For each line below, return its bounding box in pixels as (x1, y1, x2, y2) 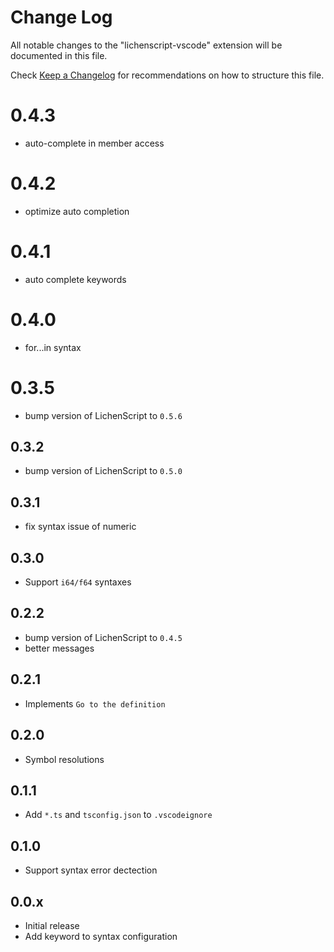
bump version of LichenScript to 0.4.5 (24, 631, 183, 643)
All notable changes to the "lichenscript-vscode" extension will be (10, 39, 283, 51)
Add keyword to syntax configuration (24, 930, 178, 942)
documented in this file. (10, 49, 108, 61)
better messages (24, 642, 95, 654)
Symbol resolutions (24, 753, 105, 765)
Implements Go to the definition (24, 697, 166, 710)
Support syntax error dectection (24, 864, 158, 876)
